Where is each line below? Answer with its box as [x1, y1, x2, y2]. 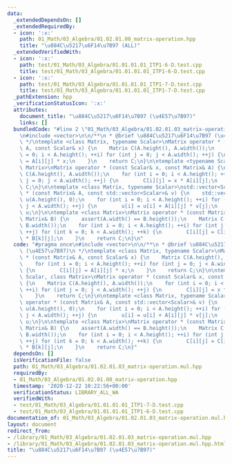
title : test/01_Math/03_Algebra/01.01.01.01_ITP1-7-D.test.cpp [19, 87, 206, 94]
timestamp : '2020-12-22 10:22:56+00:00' [13, 383, 131, 389]
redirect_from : [7, 427, 51, 434]
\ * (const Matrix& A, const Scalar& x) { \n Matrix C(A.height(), [19, 254, 224, 261]
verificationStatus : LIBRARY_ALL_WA [13, 389, 119, 396]
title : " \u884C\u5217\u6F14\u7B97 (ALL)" [19, 42, 140, 49]
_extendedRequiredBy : [13, 23, 76, 30]
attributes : [13, 106, 48, 113]
